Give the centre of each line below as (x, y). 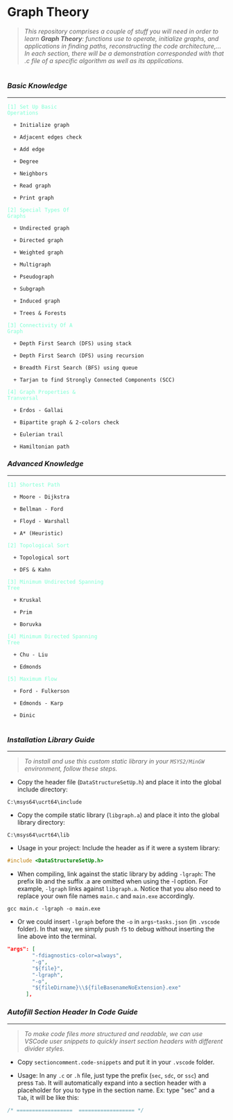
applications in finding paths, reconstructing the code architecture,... (123, 46)
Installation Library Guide (51, 739)
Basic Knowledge (37, 86)
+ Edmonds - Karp (38, 703)
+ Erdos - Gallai (38, 410)
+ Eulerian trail (38, 434)
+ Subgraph (29, 288)
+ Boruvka (27, 624)
